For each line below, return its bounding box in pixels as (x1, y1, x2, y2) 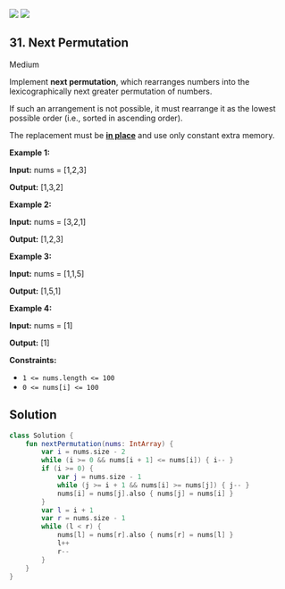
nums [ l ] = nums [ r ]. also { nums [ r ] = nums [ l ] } (56, 531, 234, 540)
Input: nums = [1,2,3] (9, 164, 88, 175)
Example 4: (9, 303, 52, 313)
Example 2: (9, 199, 52, 210)
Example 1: (9, 147, 51, 158)
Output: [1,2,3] (9, 233, 64, 245)
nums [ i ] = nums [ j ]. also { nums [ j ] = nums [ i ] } (56, 489, 234, 498)
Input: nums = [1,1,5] (9, 268, 85, 278)
